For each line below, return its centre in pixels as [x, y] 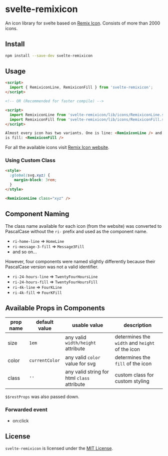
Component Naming [37, 214]
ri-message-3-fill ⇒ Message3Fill [48, 246]
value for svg [80, 364]
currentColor [45, 361]
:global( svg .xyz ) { [30, 175]
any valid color [83, 357]
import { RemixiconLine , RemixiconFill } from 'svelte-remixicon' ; [81, 88]
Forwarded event [26, 410]
